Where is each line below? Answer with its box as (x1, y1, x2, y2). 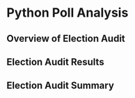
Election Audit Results (6, 56, 105, 67)
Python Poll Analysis (6, 5, 129, 21)
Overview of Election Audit (6, 33, 126, 44)
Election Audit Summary (6, 80, 114, 92)
